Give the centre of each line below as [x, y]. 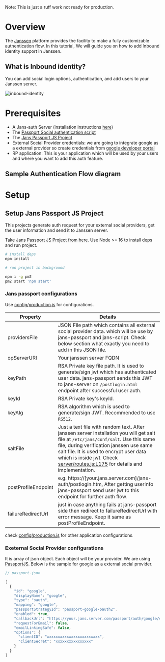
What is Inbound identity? [45, 67]
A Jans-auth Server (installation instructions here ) [63, 127]
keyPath [17, 378]
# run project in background [35, 268]
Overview [25, 27]
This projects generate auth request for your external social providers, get [80, 225]
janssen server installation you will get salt [107, 433]
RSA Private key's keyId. [86, 398]
